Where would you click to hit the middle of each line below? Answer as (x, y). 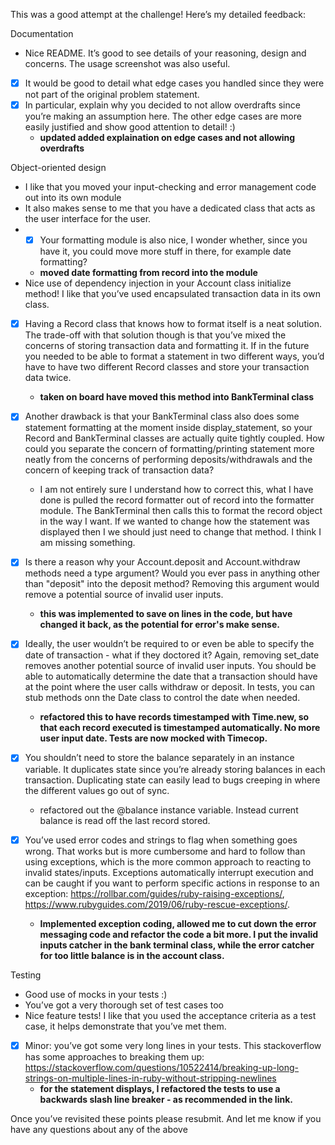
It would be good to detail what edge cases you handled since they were (174, 83)
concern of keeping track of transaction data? (119, 470)
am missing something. (87, 543)
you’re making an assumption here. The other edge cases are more (163, 116)
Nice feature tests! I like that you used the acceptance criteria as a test (170, 1015)
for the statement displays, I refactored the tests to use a (160, 1088)
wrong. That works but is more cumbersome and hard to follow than (165, 851)
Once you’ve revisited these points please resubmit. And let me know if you (166, 1118)
